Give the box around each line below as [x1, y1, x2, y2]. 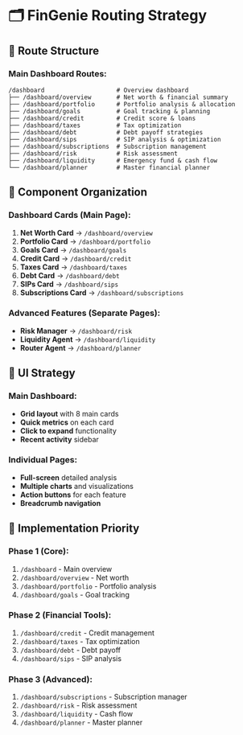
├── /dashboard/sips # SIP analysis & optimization [8, 135, 221, 143]
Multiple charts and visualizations [19, 481, 134, 491]
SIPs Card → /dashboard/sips [19, 279, 119, 289]
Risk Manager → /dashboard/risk [19, 326, 133, 335]
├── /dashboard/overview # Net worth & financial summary [8, 93, 229, 101]
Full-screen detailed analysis [19, 472, 117, 482]
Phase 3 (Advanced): [8, 673, 93, 684]
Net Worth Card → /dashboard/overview [19, 228, 153, 237]
